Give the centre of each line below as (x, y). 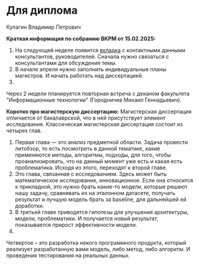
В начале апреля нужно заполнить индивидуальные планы (91, 69)
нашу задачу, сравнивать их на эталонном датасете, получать (95, 193)
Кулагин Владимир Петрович (43, 27)
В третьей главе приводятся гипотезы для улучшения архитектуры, (102, 212)
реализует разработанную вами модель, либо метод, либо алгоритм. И (98, 249)
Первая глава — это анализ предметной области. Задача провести (101, 142)
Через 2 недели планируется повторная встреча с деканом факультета (98, 93)
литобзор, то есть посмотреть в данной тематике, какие (88, 148)
